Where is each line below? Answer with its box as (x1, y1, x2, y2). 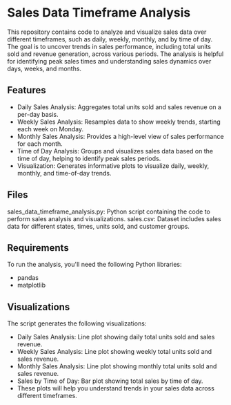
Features (7, 84, 46, 96)
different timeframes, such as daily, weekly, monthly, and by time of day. (7, 35, 213, 43)
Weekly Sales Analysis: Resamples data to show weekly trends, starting (17, 117, 221, 126)
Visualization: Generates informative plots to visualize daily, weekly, (17, 161, 210, 170)
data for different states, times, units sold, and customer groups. (7, 222, 190, 230)
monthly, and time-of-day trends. (17, 169, 112, 177)
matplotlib (17, 281, 46, 290)
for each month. (17, 140, 63, 148)
